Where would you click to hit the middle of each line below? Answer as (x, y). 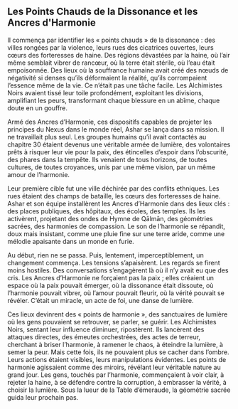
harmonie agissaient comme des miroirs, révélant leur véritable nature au (114, 367)
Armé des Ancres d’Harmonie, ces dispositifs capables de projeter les (110, 122)
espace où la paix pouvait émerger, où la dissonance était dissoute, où (110, 285)
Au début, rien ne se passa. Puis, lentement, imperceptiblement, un (106, 255)
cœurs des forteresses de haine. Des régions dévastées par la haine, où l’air (119, 55)
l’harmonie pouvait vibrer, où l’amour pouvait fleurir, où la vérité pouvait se (116, 293)
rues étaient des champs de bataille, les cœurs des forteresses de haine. (114, 196)
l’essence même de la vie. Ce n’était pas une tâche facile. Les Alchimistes (115, 85)
